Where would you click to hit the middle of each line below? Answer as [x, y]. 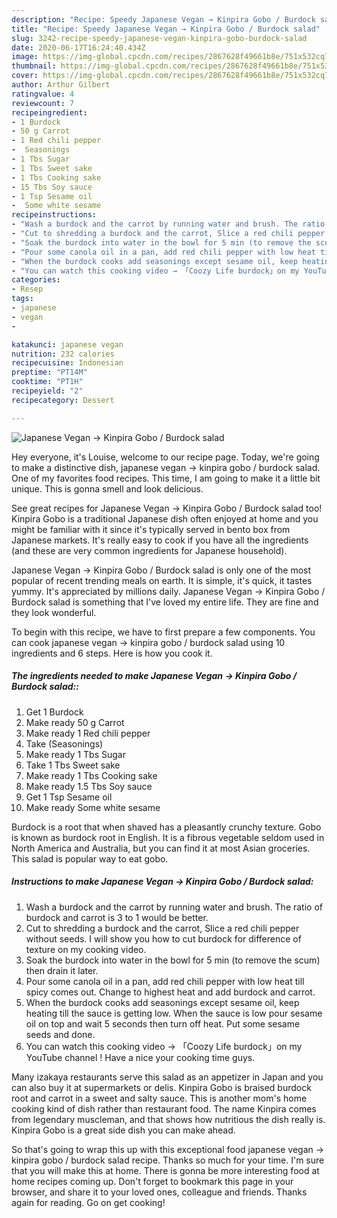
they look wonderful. [54, 612]
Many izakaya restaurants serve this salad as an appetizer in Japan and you [167, 1077]
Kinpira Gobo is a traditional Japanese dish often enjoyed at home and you [165, 518]
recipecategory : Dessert [63, 400]
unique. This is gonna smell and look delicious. [107, 488]
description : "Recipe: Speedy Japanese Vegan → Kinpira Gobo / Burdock [163, 19]
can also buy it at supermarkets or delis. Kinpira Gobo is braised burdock [161, 1087]
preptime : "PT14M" [49, 372]
